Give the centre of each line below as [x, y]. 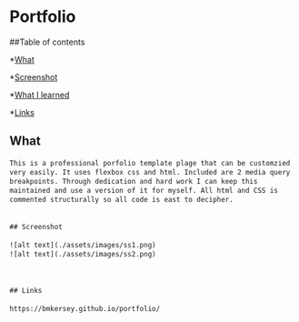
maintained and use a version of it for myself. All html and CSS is [144, 190]
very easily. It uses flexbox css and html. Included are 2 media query [150, 172]
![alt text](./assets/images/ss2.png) [83, 254]
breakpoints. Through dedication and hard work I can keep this [134, 181]
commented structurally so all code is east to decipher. [121, 199]
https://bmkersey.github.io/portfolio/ [85, 308]
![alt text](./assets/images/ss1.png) [83, 245]
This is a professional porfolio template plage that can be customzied [150, 163]
